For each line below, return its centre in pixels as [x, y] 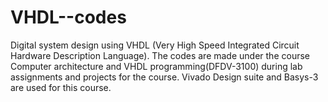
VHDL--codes [68, 17]
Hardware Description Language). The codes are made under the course [160, 55]
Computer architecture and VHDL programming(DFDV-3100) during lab [156, 66]
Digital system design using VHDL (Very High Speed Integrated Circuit [155, 45]
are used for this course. [61, 87]
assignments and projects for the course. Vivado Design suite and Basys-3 [164, 77]
